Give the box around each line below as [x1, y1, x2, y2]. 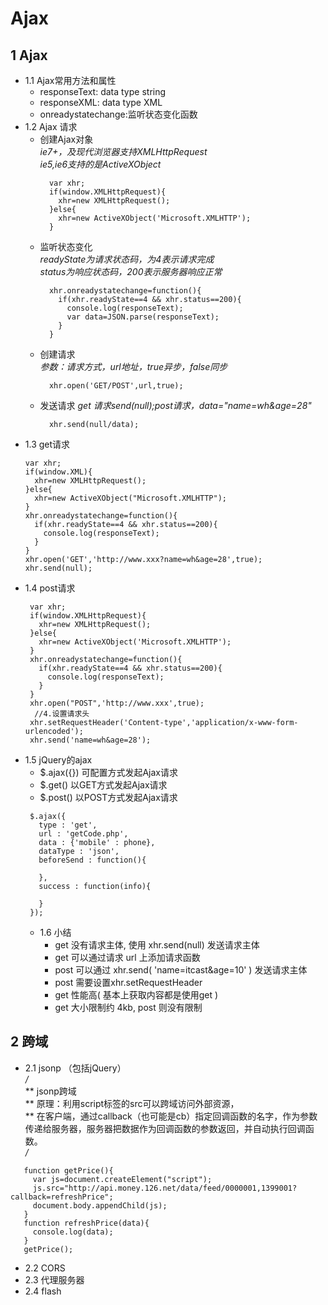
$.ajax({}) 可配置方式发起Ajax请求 [39, 767, 179, 778]
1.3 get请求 [24, 438, 71, 450]
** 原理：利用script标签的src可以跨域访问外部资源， [24, 1097, 240, 1109]
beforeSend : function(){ [38, 855, 147, 865]
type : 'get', [38, 820, 98, 830]
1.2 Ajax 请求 [24, 121, 78, 132]
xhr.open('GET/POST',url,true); [48, 381, 184, 391]
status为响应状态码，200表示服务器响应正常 [39, 266, 223, 277]
